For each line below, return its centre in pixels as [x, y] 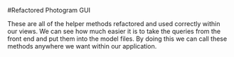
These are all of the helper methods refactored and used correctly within [114, 24]
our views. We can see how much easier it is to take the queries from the [114, 31]
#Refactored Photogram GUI [49, 10]
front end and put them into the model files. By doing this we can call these [117, 39]
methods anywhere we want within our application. [82, 46]
